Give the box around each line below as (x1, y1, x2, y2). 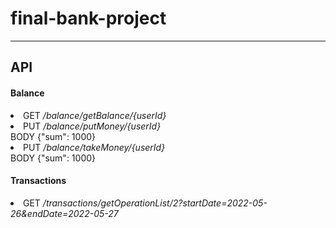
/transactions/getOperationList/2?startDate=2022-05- (42, 197, 268, 209)
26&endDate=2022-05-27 (10, 207, 119, 219)
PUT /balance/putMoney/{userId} (23, 120, 162, 132)
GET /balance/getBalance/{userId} (23, 109, 167, 121)
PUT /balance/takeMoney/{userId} (23, 141, 166, 153)
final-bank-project (10, 7, 167, 30)
